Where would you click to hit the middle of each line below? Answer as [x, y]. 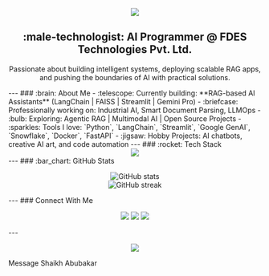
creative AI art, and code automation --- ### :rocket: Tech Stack [115, 144]
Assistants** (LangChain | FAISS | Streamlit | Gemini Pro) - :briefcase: [123, 101]
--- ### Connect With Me [51, 200]
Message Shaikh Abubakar [53, 263]
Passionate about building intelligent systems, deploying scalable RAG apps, [135, 69]
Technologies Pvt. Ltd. [135, 49]
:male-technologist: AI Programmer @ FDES [135, 37]
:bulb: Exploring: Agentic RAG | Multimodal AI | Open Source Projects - [125, 118]
